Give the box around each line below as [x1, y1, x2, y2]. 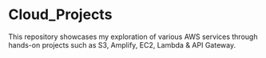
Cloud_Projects [8, 6, 113, 24]
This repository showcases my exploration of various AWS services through [8, 32, 258, 41]
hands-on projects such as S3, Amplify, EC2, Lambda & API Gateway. [8, 40, 236, 49]
